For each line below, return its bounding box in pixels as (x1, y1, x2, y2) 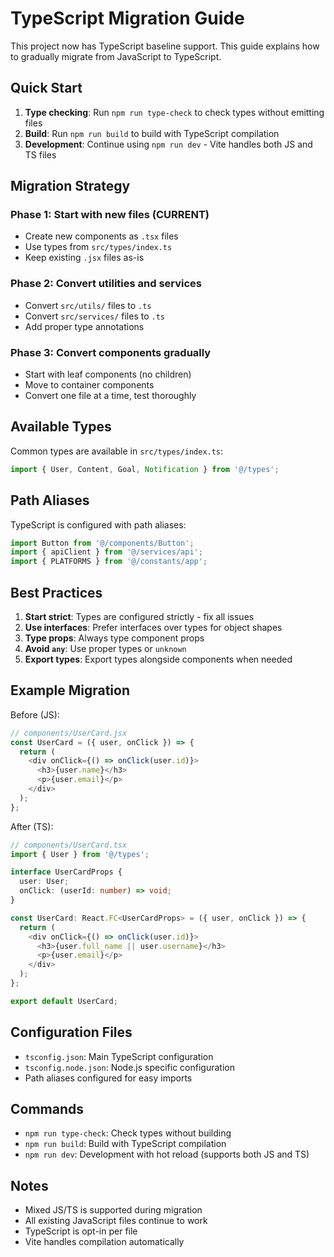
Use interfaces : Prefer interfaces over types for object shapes (24, 621, 283, 633)
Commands (10, 1100, 85, 1117)
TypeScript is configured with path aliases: (10, 518, 187, 531)
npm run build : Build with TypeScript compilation (24, 1138, 227, 1150)
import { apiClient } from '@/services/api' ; (10, 547, 203, 557)
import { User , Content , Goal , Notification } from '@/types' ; (10, 464, 280, 474)
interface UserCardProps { (10, 867, 123, 877)
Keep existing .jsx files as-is (24, 252, 145, 264)
